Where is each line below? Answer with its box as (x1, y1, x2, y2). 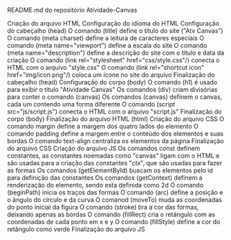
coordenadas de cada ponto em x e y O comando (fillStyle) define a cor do (7, 218, 221, 225)
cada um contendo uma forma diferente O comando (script (7, 100, 176, 108)
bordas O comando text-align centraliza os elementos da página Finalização (7, 137, 224, 145)
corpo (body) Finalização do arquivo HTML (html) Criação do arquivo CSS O (7, 115, 225, 123)
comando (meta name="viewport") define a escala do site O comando (7, 41, 207, 49)
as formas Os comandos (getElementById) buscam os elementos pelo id (7, 166, 213, 174)
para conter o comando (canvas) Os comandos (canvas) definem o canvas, (7, 93, 223, 101)
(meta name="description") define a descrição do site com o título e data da (7, 48, 225, 57)
